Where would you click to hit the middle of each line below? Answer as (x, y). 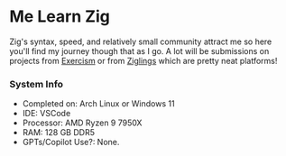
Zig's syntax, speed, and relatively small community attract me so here (141, 41)
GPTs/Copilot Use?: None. (71, 142)
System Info (37, 84)
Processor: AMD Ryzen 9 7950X (82, 123)
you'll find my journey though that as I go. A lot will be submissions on (139, 50)
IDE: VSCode (46, 114)
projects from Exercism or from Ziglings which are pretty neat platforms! (143, 60)
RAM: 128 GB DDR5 (58, 133)
